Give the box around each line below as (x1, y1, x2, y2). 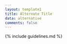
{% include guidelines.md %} (5, 33, 63, 39)
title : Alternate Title (5, 11, 53, 16)
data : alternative (5, 16, 42, 21)
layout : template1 (5, 7, 42, 12)
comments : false (5, 20, 37, 25)
